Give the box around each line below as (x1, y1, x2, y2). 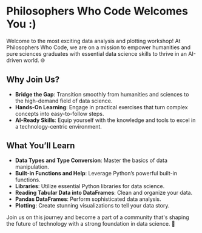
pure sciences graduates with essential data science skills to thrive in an (6, 50, 187, 57)
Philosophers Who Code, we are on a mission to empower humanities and (6, 44, 191, 51)
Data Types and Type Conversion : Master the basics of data (15, 157, 168, 164)
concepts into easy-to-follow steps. (15, 110, 104, 117)
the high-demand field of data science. (15, 97, 113, 104)
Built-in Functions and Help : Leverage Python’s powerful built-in (15, 169, 178, 177)
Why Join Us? (6, 75, 59, 85)
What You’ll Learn (6, 141, 75, 151)
